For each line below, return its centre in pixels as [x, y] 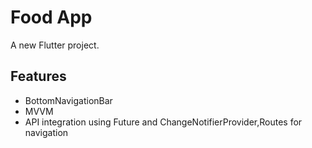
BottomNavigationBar [68, 100]
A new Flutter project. [55, 45]
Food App [51, 17]
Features [38, 76]
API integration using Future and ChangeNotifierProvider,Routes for [163, 122]
